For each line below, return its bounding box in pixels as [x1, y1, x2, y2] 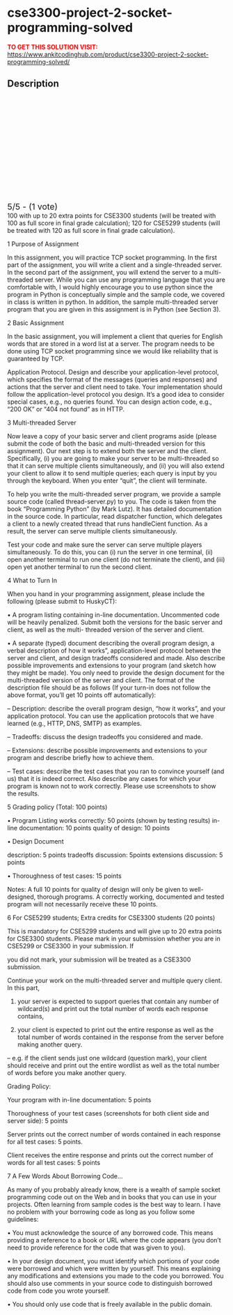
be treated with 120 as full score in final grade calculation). [7, 226, 175, 234]
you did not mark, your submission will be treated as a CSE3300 [7, 955, 191, 964]
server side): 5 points [7, 1116, 68, 1125]
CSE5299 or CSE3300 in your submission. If [7, 941, 134, 950]
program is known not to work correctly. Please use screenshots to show [7, 782, 217, 790]
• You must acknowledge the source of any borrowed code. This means [7, 1229, 214, 1237]
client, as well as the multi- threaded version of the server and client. [7, 625, 204, 634]
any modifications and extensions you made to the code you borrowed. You [7, 1271, 224, 1280]
